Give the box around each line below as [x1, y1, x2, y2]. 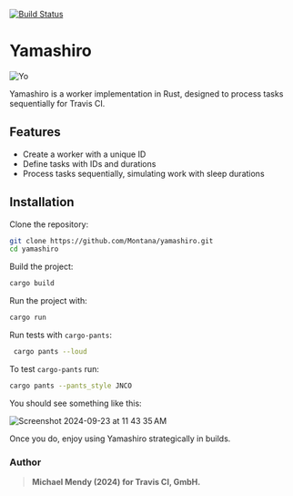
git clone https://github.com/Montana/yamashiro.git [9, 236, 214, 245]
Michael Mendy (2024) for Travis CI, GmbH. [31, 477, 201, 488]
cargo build [9, 279, 55, 288]
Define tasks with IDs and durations [22, 158, 157, 169]
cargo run [9, 313, 47, 323]
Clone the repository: [9, 219, 89, 230]
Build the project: [9, 261, 74, 273]
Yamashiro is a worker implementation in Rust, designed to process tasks [9, 88, 284, 99]
